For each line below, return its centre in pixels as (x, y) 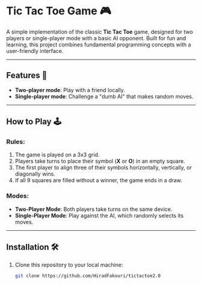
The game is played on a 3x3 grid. (57, 155)
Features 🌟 (27, 75)
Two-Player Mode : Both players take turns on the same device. (93, 209)
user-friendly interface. (35, 51)
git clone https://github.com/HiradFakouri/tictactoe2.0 (88, 276)
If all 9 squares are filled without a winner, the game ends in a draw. (98, 180)
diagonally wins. (35, 174)
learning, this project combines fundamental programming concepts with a (99, 44)
